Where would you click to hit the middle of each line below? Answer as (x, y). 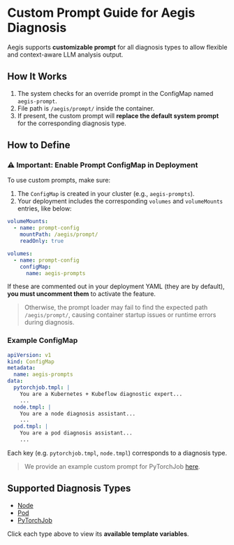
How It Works (37, 77)
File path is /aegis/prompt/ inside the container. (86, 108)
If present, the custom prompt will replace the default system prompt (118, 115)
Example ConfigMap (43, 341)
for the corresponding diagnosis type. (72, 123)
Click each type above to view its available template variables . (98, 534)
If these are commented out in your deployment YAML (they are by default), (116, 286)
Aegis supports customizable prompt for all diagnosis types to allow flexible (117, 47)
